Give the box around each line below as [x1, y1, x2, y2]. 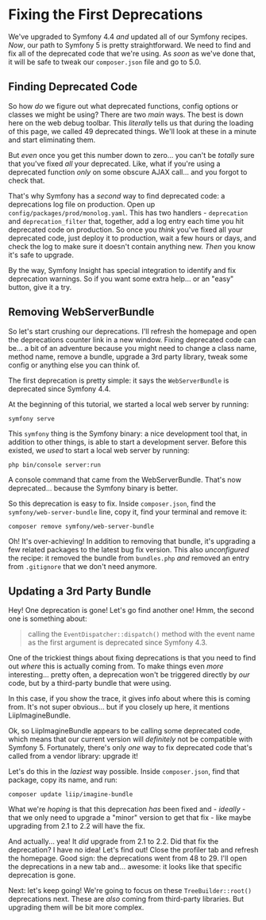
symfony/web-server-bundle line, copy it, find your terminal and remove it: [8, 506, 248, 517]
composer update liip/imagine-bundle [8, 791, 133, 799]
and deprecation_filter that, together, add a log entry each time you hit [8, 216, 245, 225]
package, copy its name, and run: [8, 776, 118, 785]
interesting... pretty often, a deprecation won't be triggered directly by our [8, 670, 250, 679]
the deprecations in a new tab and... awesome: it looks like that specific [8, 862, 242, 872]
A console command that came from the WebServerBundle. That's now [8, 475, 242, 484]
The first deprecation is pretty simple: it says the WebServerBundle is [8, 375, 229, 385]
